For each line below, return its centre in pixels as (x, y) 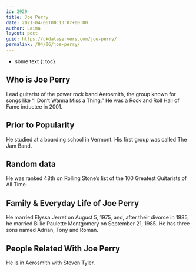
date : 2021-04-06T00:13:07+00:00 (47, 22)
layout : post (22, 34)
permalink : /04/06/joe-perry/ (43, 45)
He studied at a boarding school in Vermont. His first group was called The (97, 139)
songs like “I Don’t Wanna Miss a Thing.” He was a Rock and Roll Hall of (93, 100)
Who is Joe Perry (38, 80)
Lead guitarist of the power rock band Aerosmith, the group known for (91, 94)
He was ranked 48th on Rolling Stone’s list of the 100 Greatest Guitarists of (97, 178)
